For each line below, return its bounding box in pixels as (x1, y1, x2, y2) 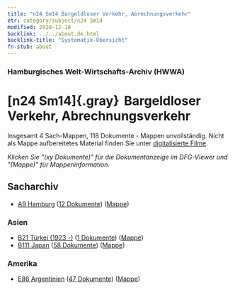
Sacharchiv (7, 181, 59, 193)
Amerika (7, 258, 38, 268)
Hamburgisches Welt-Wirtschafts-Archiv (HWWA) (7, 67, 185, 77)
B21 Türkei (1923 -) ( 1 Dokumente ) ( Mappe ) (17, 233, 144, 242)
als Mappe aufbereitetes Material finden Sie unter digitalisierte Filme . (7, 139, 208, 147)
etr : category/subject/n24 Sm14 (7, 17, 103, 24)
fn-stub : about (7, 43, 52, 50)
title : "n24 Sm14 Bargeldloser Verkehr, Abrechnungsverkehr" (7, 10, 192, 18)
